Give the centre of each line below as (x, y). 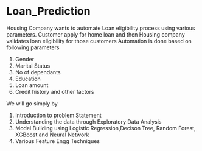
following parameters (33, 47)
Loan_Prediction (48, 11)
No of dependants (38, 72)
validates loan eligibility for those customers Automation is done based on (99, 41)
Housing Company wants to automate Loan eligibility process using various (101, 28)
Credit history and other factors (54, 91)
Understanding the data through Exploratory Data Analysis (89, 121)
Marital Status (33, 66)
